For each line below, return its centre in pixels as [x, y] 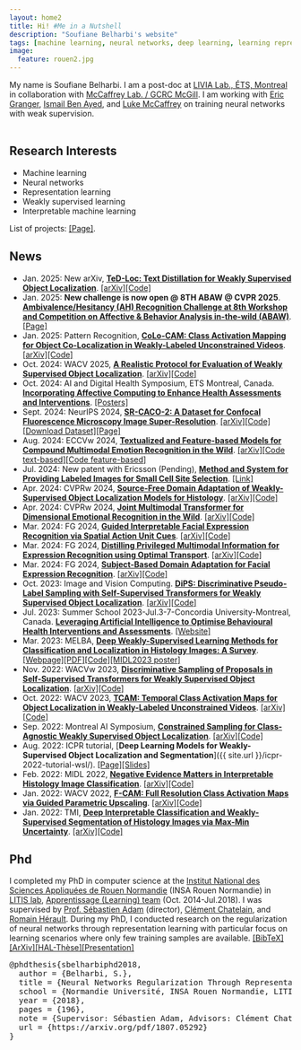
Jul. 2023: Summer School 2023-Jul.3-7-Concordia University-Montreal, [156, 612]
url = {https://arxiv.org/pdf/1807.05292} [113, 1028]
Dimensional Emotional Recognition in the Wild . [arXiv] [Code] [138, 516]
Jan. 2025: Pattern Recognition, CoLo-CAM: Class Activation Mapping [154, 335]
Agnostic [40, 736]
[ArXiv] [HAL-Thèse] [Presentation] [72, 948]
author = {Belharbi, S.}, [75, 974]
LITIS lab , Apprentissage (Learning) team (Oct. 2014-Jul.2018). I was [136, 900]
